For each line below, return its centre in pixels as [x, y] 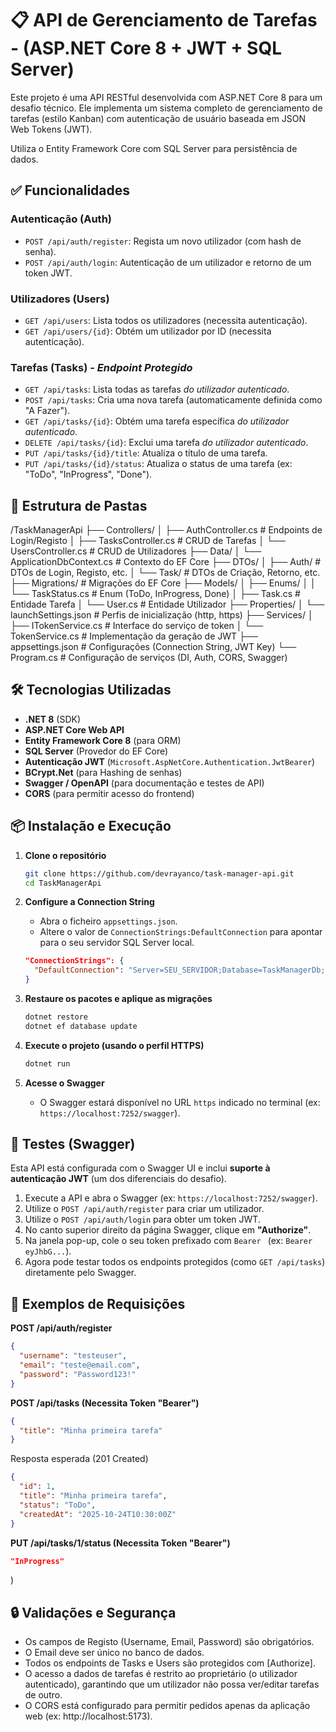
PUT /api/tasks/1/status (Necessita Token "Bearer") [120, 1543]
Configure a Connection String [89, 902]
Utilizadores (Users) [60, 299]
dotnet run [47, 1063]
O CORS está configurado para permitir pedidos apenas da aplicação [167, 1706]
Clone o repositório [65, 855]
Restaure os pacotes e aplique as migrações [118, 999]
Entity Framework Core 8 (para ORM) [103, 740]
